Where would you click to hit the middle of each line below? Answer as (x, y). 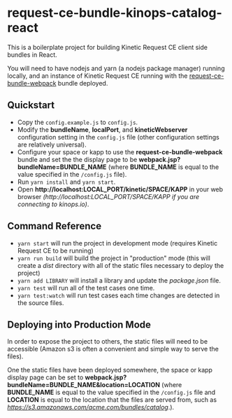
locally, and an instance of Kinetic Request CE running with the (97, 76)
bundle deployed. (83, 83)
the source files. (41, 302)
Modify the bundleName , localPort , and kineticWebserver (102, 129)
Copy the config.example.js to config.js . (78, 122)
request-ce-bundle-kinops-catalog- (115, 13)
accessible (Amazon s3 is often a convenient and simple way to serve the (113, 349)
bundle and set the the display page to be (77, 159)
